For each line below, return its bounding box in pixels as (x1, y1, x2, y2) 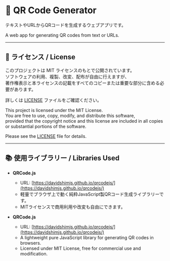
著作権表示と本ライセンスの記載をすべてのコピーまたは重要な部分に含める (5, 80, 160, 86)
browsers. (20, 240, 41, 246)
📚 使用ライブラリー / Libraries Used (5, 154, 120, 163)
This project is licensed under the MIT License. (5, 107, 103, 113)
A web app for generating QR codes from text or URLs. (5, 32, 119, 38)
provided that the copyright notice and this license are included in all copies (5, 118, 163, 124)
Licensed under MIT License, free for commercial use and (20, 245, 141, 251)
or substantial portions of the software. (5, 123, 87, 129)
